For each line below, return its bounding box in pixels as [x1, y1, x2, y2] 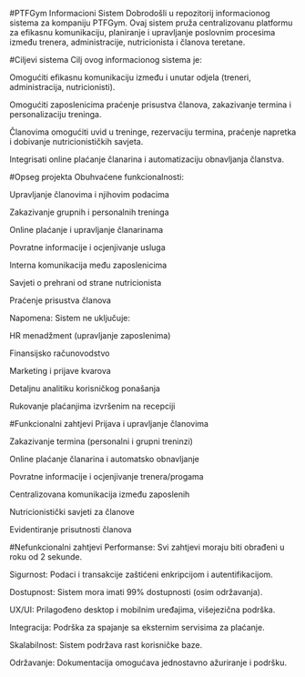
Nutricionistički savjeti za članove [9, 507, 135, 517]
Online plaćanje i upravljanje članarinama [9, 225, 164, 235]
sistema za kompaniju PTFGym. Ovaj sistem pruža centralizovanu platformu [9, 17, 293, 28]
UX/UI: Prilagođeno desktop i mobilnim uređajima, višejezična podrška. [9, 604, 276, 615]
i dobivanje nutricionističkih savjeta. [9, 136, 144, 147]
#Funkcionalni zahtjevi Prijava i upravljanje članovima [9, 419, 209, 429]
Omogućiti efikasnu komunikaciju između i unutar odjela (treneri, [9, 72, 252, 83]
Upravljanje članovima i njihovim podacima [9, 189, 170, 199]
